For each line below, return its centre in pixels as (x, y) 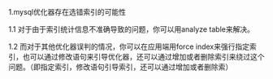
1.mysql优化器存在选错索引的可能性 (67, 12)
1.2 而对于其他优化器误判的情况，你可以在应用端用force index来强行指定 (129, 46)
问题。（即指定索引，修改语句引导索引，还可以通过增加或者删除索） (121, 67)
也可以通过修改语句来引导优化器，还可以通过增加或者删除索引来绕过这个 (143, 57)
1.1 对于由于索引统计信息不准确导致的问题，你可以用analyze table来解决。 (131, 29)
